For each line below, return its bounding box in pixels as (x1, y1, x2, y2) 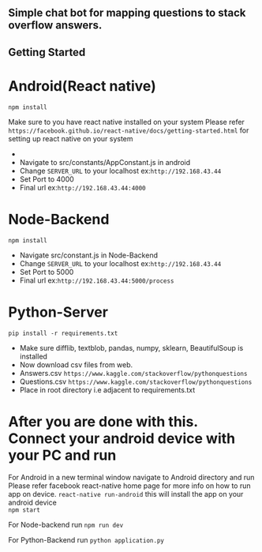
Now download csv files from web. (19, 359, 133, 370)
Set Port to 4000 (19, 174, 75, 184)
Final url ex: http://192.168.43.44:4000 (19, 182, 146, 192)
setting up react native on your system (8, 133, 133, 143)
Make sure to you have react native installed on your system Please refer (8, 117, 245, 126)
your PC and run (8, 446, 117, 464)
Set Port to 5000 (19, 267, 74, 276)
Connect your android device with (8, 430, 236, 447)
